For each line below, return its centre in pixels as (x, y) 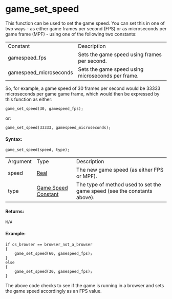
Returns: (15, 211)
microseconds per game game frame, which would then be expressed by (82, 94)
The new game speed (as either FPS (120, 170)
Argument (20, 161)
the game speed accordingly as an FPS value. (53, 291)
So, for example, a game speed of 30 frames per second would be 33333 (83, 88)
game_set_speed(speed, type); (38, 150)
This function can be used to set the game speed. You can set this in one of (85, 23)
